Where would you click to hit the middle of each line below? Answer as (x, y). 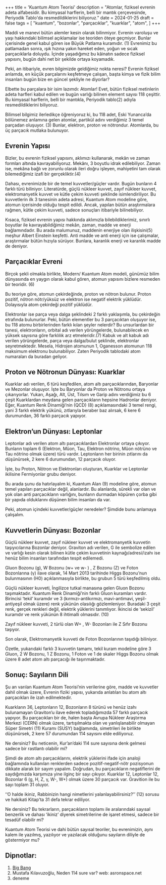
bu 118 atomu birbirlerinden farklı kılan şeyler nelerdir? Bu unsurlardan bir (80, 325)
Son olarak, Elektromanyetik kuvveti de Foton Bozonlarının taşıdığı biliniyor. (81, 639)
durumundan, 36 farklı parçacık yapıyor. (46, 416)
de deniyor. (17, 246)
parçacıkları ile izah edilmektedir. (39, 697)
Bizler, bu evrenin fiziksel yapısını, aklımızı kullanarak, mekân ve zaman (78, 158)
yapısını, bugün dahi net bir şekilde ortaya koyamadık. (60, 59)
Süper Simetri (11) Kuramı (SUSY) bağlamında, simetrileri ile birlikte (73, 728)
